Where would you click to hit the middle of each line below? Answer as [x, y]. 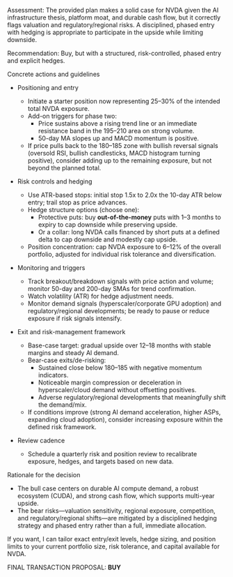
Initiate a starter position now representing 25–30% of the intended [124, 101]
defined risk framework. [62, 427]
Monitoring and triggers [51, 268]
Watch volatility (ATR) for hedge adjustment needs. [101, 296]
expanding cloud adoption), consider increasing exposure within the [125, 419]
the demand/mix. [62, 405]
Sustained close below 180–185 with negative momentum [120, 368]
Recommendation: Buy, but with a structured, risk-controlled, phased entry [114, 53]
